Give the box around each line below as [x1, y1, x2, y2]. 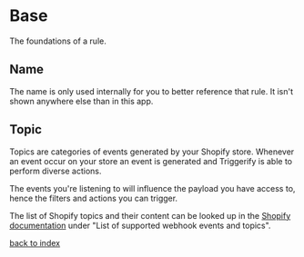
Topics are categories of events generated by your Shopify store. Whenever [9, 146, 295, 157]
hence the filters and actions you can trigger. [9, 193, 178, 203]
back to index [9, 237, 61, 248]
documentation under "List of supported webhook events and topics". [9, 220, 271, 231]
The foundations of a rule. [9, 35, 106, 46]
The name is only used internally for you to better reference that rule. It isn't [9, 85, 294, 96]
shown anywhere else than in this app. [9, 95, 154, 106]
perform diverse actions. [9, 165, 102, 176]
